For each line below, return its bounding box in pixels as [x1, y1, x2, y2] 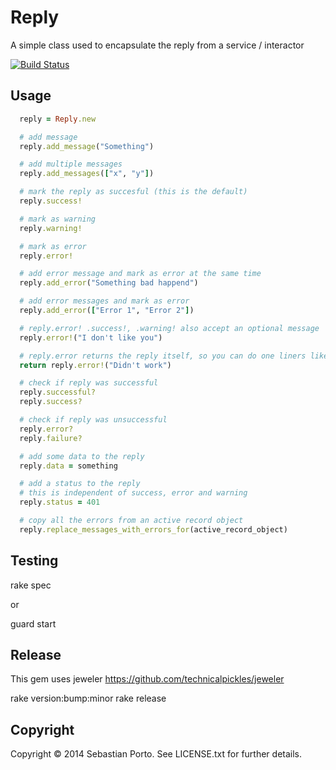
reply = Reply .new [19, 114, 97, 124]
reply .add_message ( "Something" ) [19, 141, 155, 151]
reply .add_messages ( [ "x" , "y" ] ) [19, 169, 155, 179]
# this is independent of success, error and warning [19, 488, 248, 498]
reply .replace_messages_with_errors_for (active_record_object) [19, 524, 288, 535]
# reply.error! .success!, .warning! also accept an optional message [19, 323, 320, 333]
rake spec [10, 579, 52, 591]
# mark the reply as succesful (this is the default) [19, 187, 248, 197]
